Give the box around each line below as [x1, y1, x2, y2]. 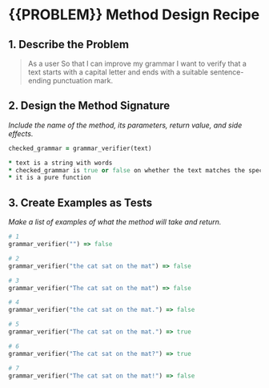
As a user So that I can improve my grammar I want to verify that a [27, 59, 247, 68]
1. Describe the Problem [8, 38, 130, 51]
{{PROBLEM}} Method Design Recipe [8, 6, 260, 24]
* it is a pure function [8, 174, 91, 182]
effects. [8, 128, 34, 138]
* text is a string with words [8, 159, 113, 167]
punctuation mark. [52, 76, 114, 85]
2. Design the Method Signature [8, 99, 171, 113]
